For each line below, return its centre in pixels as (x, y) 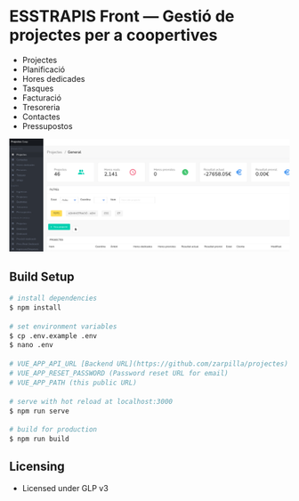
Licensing (37, 467)
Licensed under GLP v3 (65, 488)
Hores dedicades (53, 78)
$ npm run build (39, 439)
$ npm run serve (39, 411)
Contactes (41, 117)
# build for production (53, 430)
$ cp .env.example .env (53, 335)
